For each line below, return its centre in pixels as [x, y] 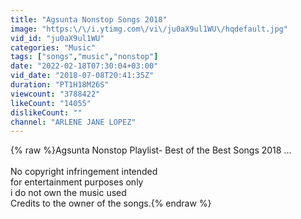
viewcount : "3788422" [55, 94]
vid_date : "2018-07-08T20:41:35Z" [82, 76]
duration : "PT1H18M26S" [60, 85]
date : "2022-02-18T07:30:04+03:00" [84, 66]
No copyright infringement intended [84, 172]
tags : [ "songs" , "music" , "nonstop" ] [84, 57]
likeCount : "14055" [51, 103]
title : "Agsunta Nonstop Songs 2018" [89, 19]
